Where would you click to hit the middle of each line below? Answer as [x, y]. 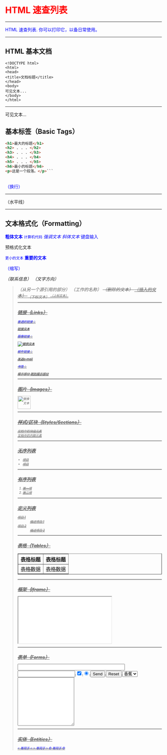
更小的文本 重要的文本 [26, 258]
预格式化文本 [18, 247]
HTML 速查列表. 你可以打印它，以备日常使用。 [52, 29]
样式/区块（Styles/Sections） [49, 422]
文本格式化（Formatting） [45, 224]
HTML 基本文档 [29, 51]
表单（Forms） [33, 658]
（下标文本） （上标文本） [48, 297]
